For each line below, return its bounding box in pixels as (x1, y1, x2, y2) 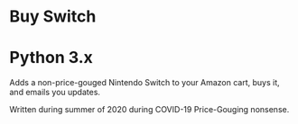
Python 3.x (9, 48, 93, 68)
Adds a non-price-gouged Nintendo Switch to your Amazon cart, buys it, (9, 77, 280, 88)
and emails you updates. (9, 87, 101, 98)
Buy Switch (9, 6, 97, 27)
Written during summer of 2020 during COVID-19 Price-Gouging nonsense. (9, 104, 290, 115)
